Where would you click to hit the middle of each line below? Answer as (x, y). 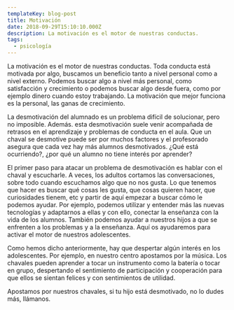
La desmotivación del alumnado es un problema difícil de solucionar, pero (114, 117)
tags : (15, 40)
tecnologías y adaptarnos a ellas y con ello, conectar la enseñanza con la (113, 212)
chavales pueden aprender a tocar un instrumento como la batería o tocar (114, 263)
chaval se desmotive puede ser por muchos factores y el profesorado (108, 139)
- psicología (33, 46)
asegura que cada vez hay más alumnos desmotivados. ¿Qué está (103, 147)
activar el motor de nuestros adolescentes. (69, 234)
